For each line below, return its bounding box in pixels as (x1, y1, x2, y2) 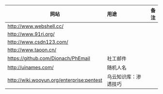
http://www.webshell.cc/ (7, 23, 64, 30)
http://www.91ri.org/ (7, 31, 55, 37)
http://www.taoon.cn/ (7, 47, 57, 53)
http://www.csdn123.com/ (7, 39, 68, 45)
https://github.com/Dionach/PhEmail (7, 55, 91, 62)
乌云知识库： (107, 74, 137, 80)
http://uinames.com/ (7, 64, 54, 71)
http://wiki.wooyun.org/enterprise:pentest (7, 77, 103, 83)
